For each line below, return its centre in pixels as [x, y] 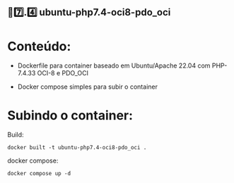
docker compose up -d [39, 174]
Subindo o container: [70, 115]
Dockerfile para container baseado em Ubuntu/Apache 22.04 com [114, 65]
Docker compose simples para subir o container [87, 87]
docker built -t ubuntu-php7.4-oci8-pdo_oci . [77, 148]
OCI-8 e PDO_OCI [63, 73]
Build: [16, 135]
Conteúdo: [39, 46]
